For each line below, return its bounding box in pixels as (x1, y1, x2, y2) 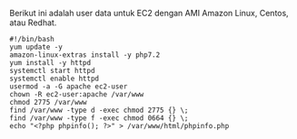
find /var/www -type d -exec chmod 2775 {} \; (9, 106, 189, 115)
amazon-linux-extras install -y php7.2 (9, 51, 161, 60)
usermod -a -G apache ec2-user (9, 82, 128, 91)
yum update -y (9, 42, 64, 51)
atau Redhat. (9, 17, 57, 28)
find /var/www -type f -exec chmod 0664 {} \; (9, 114, 189, 123)
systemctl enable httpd (9, 74, 100, 83)
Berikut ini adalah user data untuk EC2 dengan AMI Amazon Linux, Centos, (9, 8, 289, 18)
